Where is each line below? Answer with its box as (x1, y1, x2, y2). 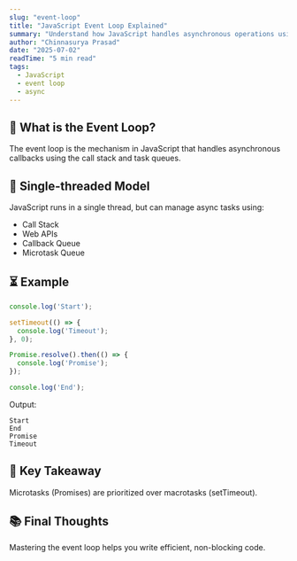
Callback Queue (21, 238, 81, 249)
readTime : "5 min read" (9, 54, 97, 63)
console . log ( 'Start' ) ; (9, 302, 93, 311)
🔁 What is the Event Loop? (9, 120, 156, 135)
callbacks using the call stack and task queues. (9, 152, 181, 164)
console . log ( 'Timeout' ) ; (17, 326, 109, 335)
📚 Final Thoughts (9, 514, 109, 529)
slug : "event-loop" (9, 12, 81, 22)
